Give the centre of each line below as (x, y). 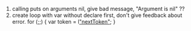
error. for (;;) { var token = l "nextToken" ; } (64, 22)
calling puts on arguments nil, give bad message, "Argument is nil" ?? (98, 9)
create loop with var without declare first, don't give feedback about (97, 15)
